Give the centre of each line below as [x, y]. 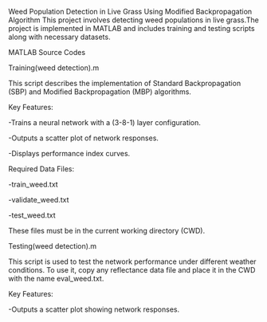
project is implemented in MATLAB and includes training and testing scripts [132, 28]
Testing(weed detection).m [53, 246]
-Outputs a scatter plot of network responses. [84, 138]
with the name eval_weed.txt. [56, 279]
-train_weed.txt [33, 184]
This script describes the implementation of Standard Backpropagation [125, 83]
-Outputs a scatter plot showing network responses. [94, 309]
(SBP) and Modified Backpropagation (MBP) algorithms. [100, 92]
